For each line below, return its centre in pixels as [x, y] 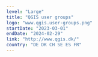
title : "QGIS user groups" [40, 17]
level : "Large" [25, 12]
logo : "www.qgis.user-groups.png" [50, 23]
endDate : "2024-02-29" [35, 34]
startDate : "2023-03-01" [37, 28]
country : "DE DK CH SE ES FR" [44, 45]
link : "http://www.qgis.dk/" [43, 39]
